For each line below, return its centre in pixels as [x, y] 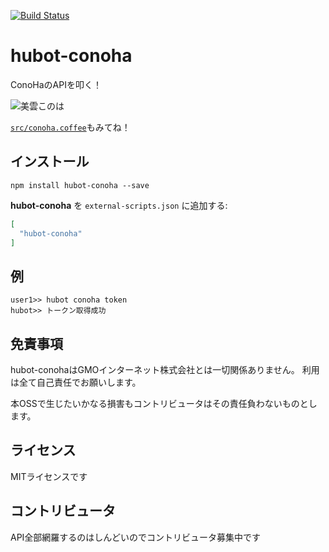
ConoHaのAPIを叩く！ [56, 84]
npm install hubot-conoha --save [80, 185]
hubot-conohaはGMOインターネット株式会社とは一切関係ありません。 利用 [165, 369]
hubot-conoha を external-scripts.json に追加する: [119, 205]
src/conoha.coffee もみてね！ [70, 127]
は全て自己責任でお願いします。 [76, 382]
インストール [50, 161]
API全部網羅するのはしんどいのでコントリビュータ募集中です [135, 537]
